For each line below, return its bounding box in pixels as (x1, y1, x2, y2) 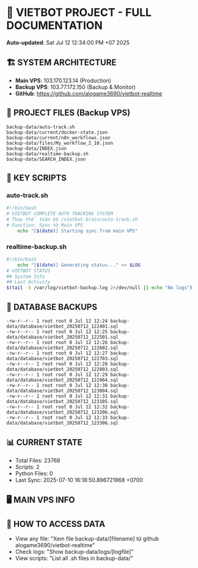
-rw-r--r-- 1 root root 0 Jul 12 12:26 (6, 339, 108, 345)
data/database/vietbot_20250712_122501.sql (6, 334, 119, 340)
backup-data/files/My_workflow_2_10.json (6, 140, 114, 146)
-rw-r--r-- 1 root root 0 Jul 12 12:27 (6, 350, 108, 356)
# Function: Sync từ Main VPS (6, 222, 84, 228)
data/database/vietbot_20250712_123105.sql (6, 398, 119, 404)
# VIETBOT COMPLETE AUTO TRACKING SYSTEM (6, 211, 114, 217)
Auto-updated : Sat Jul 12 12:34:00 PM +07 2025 (6, 39, 130, 46)
